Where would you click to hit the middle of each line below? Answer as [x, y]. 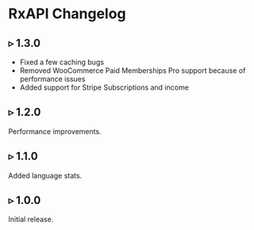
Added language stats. [45, 175]
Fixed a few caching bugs [62, 62]
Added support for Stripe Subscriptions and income [104, 87]
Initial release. [31, 220]
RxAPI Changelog [67, 14]
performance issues [52, 79]
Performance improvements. [55, 131]
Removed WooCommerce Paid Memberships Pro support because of [133, 71]
